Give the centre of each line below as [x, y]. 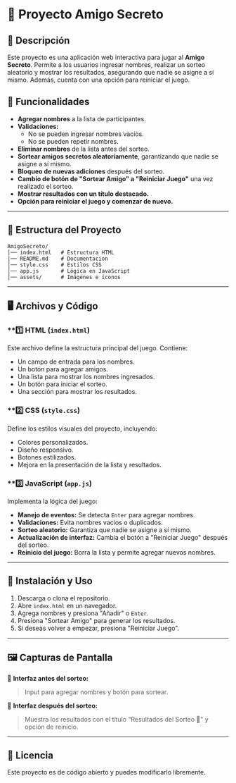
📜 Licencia [31, 755]
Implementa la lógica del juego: [53, 501]
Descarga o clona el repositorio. [64, 598]
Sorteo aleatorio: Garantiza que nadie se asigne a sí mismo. [104, 530]
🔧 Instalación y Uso [50, 581]
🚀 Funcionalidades [48, 102]
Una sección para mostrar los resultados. [77, 392]
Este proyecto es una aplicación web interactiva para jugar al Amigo [106, 57]
